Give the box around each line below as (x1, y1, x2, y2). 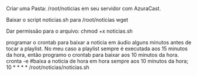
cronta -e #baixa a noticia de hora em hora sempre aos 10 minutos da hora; (6, 58, 189, 64)
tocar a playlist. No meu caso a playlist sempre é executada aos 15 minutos (6, 45, 188, 52)
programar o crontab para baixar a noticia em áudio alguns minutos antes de (6, 39, 192, 46)
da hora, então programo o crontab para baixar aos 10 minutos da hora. (6, 51, 179, 58)
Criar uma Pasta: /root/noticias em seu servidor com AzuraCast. (6, 5, 161, 12)
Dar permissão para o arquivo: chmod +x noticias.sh (6, 27, 133, 34)
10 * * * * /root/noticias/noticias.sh (6, 64, 90, 71)
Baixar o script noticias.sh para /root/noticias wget (6, 16, 128, 23)
